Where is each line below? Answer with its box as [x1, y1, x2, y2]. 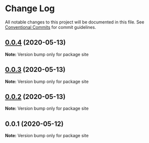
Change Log [5, 3, 55, 14]
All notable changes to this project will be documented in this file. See [5, 19, 145, 25]
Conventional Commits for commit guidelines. [5, 24, 96, 30]
